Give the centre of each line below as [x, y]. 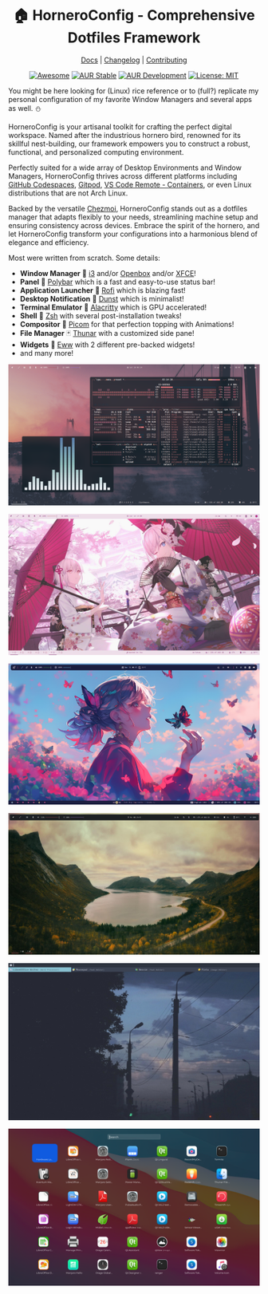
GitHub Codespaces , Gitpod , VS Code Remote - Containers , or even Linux [130, 184]
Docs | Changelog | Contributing [134, 60]
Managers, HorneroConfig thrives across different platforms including [123, 176]
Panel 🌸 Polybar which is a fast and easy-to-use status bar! [117, 282]
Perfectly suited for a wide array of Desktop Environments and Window [125, 168]
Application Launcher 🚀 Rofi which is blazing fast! [102, 290]
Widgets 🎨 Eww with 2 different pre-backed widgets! [107, 345]
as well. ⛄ [25, 108]
